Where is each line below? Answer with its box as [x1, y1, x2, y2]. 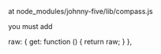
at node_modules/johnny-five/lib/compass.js [8, 7, 153, 16]
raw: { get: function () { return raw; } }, [8, 37, 133, 46]
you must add [8, 22, 53, 31]
